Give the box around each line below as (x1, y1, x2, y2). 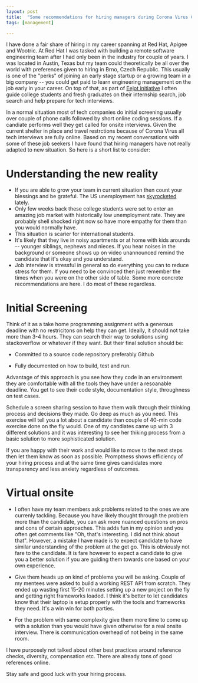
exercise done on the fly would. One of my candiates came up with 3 (6, 423, 173, 430)
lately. (14, 199, 29, 206)
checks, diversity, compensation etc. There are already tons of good (6, 653, 172, 660)
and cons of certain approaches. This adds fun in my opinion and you (14, 524, 184, 531)
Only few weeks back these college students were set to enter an (14, 205, 174, 212)
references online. (6, 659, 51, 666)
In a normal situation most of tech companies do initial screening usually (6, 109, 181, 116)
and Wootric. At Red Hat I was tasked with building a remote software (6, 47, 175, 54)
